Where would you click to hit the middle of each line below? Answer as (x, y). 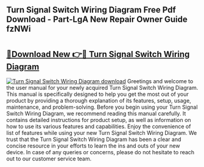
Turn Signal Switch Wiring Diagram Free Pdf (91, 10)
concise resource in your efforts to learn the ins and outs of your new (93, 146)
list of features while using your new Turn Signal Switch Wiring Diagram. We (102, 133)
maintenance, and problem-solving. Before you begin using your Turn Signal (102, 107)
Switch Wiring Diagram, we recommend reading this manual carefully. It (96, 114)
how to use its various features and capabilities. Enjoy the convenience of (99, 126)
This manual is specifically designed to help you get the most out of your (97, 94)
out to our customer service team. (49, 158)
